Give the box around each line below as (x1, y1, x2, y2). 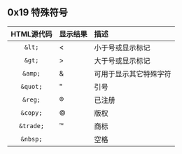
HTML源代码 (10, 29, 52, 38)
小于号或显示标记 (94, 43, 150, 52)
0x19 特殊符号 (7, 6, 69, 19)
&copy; (20, 108, 43, 117)
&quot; (20, 83, 43, 90)
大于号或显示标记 (94, 55, 150, 65)
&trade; (18, 122, 44, 129)
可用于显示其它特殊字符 (94, 69, 171, 78)
